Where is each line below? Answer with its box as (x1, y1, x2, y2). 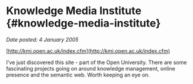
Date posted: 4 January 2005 (6, 36, 79, 43)
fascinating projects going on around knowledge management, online (6, 65, 176, 72)
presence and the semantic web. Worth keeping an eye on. (6, 71, 150, 78)
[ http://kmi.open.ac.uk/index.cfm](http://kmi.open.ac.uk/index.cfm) (6, 47, 171, 54)
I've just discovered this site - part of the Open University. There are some (6, 59, 187, 66)
